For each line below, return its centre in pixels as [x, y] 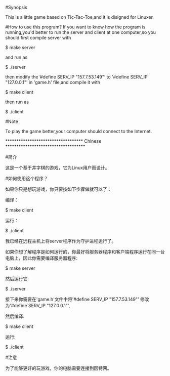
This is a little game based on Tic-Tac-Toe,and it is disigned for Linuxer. [80, 17]
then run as [17, 102]
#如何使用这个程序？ [27, 178]
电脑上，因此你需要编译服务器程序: [41, 258]
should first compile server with [38, 38]
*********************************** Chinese [53, 141]
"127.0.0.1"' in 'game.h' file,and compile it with [53, 82]
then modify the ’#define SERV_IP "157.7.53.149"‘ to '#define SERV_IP [76, 77]
